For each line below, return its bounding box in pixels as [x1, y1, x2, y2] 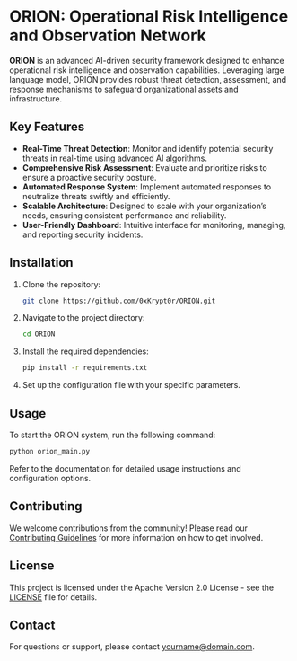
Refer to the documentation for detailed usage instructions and [9, 463, 241, 473]
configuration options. [9, 472, 92, 483]
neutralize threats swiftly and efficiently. [22, 190, 170, 201]
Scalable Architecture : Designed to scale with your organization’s [22, 200, 267, 211]
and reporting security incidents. [22, 229, 144, 240]
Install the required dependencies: [22, 346, 150, 357]
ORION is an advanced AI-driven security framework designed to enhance [9, 55, 284, 66]
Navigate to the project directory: [22, 313, 145, 323]
